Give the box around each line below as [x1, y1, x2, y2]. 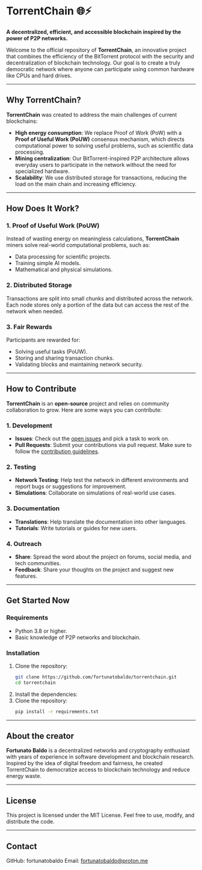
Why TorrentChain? [6, 95, 81, 105]
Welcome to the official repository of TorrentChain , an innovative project [6, 46, 187, 54]
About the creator [6, 731, 75, 741]
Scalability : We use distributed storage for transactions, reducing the [14, 174, 187, 181]
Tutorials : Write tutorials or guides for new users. [14, 524, 137, 531]
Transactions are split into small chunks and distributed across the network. [6, 295, 194, 302]
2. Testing [6, 463, 36, 471]
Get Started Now [6, 595, 70, 606]
